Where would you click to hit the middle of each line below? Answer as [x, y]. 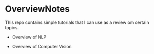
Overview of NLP [29, 37]
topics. [12, 27]
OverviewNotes [37, 9]
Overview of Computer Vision [42, 46]
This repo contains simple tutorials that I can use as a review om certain [77, 22]
